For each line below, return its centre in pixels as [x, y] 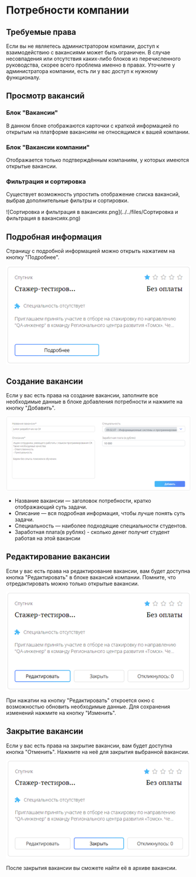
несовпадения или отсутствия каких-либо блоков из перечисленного [93, 59]
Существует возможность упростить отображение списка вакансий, [93, 194]
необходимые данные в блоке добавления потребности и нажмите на [94, 402]
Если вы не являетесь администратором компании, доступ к [83, 46]
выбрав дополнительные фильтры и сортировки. [67, 200]
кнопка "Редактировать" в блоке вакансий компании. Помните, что [91, 577]
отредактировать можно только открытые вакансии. [72, 583]
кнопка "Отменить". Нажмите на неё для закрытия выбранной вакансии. [98, 751]
